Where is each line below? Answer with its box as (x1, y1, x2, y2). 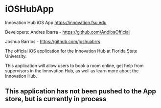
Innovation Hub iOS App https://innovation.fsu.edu (5, 20, 107, 25)
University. (5, 53, 27, 59)
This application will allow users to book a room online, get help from (5, 63, 144, 68)
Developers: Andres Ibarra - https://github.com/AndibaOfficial (5, 29, 130, 35)
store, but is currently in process (5, 95, 107, 103)
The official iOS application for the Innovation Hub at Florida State (5, 48, 138, 54)
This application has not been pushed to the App (5, 87, 157, 96)
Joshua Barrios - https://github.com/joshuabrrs (5, 38, 100, 44)
